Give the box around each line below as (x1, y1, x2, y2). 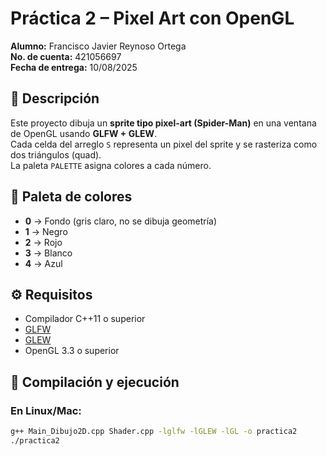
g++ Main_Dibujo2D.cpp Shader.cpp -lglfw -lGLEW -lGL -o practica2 (10, 427, 298, 437)
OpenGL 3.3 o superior (24, 345, 120, 357)
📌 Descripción (10, 90, 100, 107)
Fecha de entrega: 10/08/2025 (10, 61, 138, 73)
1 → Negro (24, 225, 68, 237)
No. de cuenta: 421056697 (10, 50, 122, 62)
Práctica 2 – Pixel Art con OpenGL (10, 7, 295, 30)
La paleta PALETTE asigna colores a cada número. (10, 159, 212, 171)
